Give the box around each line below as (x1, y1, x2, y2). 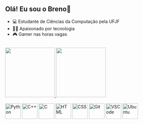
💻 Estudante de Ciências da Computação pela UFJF (12, 18, 120, 24)
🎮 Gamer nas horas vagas (12, 31, 68, 37)
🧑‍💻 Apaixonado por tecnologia (12, 25, 75, 31)
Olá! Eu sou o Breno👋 (5, 5, 71, 13)
